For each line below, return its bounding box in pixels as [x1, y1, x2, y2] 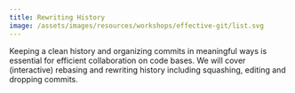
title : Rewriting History [9, 12, 105, 22]
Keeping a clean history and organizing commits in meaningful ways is [9, 45, 267, 56]
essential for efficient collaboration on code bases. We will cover [9, 55, 246, 66]
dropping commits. [9, 74, 78, 84]
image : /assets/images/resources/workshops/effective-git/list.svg [9, 21, 265, 30]
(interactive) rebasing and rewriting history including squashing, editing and [9, 64, 286, 75]
